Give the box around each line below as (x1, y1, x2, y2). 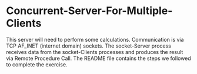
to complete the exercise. (6, 60, 68, 68)
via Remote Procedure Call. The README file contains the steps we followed (6, 55, 191, 62)
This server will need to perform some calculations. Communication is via (6, 36, 184, 43)
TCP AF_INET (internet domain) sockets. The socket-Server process (6, 42, 172, 49)
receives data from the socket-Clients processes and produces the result (6, 48, 183, 55)
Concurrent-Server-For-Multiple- (6, 4, 173, 18)
